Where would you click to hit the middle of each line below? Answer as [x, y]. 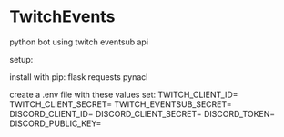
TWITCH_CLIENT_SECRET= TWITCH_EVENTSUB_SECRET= [121, 104]
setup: [21, 59]
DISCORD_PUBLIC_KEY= [56, 123]
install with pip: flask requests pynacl [79, 77]
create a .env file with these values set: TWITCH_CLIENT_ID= [124, 94]
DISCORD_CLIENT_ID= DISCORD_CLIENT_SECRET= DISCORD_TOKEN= [142, 113]
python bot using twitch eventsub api [79, 42]
